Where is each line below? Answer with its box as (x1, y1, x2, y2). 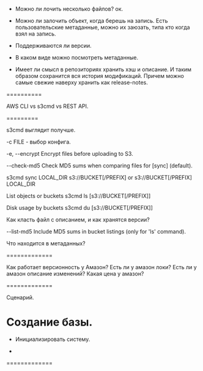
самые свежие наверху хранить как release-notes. (15, 79, 148, 86)
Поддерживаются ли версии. (15, 42, 92, 49)
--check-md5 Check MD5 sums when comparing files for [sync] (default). (6, 162, 193, 169)
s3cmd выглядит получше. (6, 126, 76, 134)
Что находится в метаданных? (6, 240, 86, 247)
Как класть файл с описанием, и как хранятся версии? (6, 216, 150, 223)
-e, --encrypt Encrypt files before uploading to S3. (6, 150, 133, 157)
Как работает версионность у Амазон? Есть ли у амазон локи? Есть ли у (6, 264, 197, 270)
